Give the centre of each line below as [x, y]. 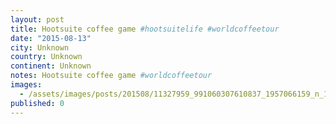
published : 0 [37, 103]
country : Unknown [46, 57]
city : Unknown [40, 47]
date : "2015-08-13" [51, 38]
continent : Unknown [51, 66]
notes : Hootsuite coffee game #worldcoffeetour [111, 76]
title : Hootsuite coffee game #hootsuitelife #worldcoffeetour [145, 29]
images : [26, 85]
